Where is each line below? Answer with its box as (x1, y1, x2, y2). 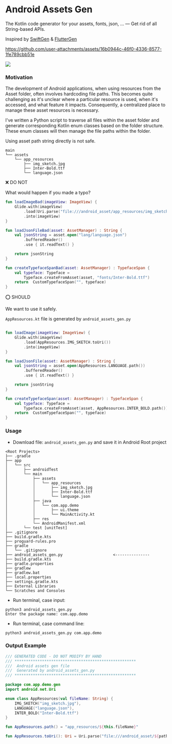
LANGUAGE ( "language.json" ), (14, 706, 74, 711)
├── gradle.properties (5, 561, 54, 566)
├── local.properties (5, 574, 52, 580)
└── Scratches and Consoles (5, 588, 66, 593)
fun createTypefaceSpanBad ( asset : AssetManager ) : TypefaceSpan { (5, 265, 150, 270)
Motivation (5, 73, 33, 81)
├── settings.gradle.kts (5, 579, 58, 584)
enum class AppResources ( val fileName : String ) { (5, 696, 114, 701)
